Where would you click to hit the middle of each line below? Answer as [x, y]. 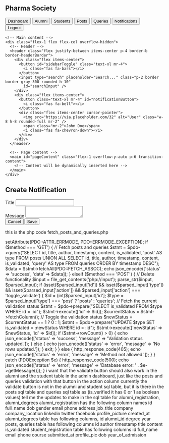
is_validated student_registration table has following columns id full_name [81, 429]
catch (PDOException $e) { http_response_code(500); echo [67, 360]
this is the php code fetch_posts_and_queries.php [57, 232]
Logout [14, 27]
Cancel [14, 221]
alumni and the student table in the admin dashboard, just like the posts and [84, 376]
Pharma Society [31, 8]
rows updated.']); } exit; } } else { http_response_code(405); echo [73, 349]
